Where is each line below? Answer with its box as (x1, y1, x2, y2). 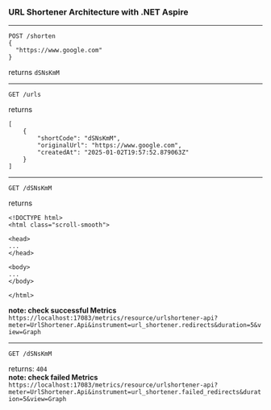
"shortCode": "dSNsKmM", (37, 135, 121, 143)
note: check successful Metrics (8, 305, 117, 316)
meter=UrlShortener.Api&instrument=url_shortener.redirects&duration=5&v (8, 321, 262, 329)
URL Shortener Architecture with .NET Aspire (8, 6, 189, 18)
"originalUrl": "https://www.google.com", (37, 142, 182, 150)
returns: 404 (8, 364, 48, 374)
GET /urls (8, 91, 42, 99)
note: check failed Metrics (8, 373, 98, 383)
